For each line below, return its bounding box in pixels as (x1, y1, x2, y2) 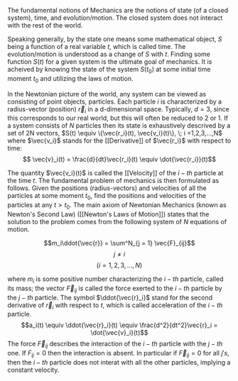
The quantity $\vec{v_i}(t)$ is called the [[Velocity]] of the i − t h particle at (7, 169, 224, 177)
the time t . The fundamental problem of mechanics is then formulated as (7, 177, 220, 185)
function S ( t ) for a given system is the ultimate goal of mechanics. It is (7, 57, 212, 66)
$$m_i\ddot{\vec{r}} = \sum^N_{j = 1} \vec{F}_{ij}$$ (43, 238, 195, 247)
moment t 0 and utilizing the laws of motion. (7, 74, 134, 84)
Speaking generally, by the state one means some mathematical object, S (7, 35, 222, 43)
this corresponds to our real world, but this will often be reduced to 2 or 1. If (7, 114, 229, 123)
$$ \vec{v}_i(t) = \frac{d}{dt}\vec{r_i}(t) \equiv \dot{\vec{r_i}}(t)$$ (22, 155, 217, 164)
